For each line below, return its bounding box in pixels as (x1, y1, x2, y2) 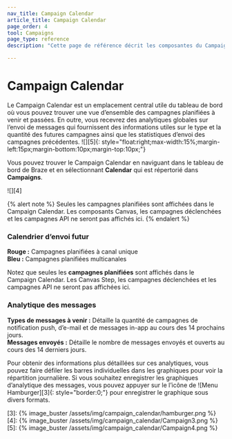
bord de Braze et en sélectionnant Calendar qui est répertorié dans (7, 165, 199, 174)
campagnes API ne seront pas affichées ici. (7, 283, 131, 291)
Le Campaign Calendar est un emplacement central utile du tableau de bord (7, 101, 223, 109)
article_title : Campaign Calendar (7, 17, 107, 24)
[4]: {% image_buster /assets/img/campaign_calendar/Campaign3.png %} (7, 416, 219, 424)
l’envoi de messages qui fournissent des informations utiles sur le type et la (7, 122, 222, 131)
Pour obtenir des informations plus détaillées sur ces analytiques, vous (7, 359, 209, 367)
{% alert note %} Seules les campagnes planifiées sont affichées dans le (7, 200, 215, 208)
